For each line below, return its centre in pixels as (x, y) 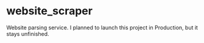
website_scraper (50, 11)
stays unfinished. (28, 33)
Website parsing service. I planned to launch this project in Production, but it (102, 27)
